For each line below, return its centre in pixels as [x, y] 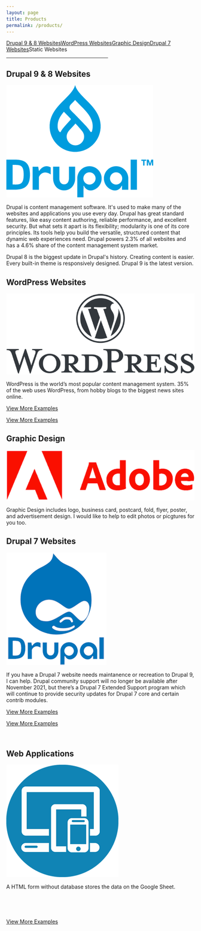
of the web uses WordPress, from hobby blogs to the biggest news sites [95, 390]
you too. [16, 522]
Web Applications [40, 754]
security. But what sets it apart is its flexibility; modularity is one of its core [98, 226]
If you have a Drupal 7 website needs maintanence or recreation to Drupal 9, [100, 674]
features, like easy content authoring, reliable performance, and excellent [97, 220]
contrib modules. [27, 700]
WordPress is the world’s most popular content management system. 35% [98, 384]
